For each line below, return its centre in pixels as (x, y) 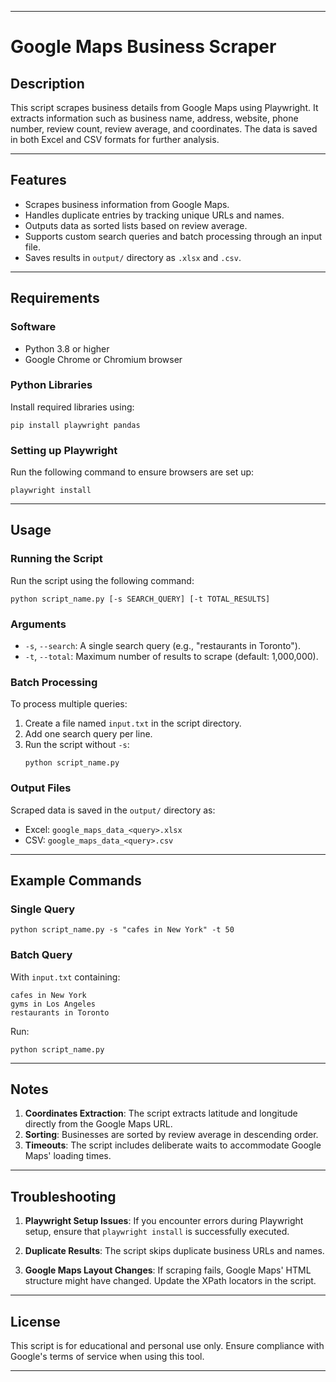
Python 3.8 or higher (67, 348)
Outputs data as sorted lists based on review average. (136, 225)
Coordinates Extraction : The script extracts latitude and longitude (161, 1113)
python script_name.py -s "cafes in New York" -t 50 (122, 930)
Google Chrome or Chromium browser (103, 359)
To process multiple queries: (69, 704)
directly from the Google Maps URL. (98, 1124)
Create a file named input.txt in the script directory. (133, 723)
